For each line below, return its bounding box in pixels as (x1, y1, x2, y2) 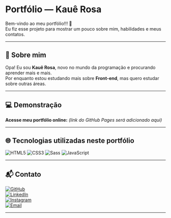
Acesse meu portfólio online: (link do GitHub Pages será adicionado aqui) (5, 117, 162, 123)
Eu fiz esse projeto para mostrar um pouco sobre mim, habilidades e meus (5, 25, 161, 32)
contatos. (5, 31, 25, 37)
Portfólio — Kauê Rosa (5, 4, 102, 15)
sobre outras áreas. (5, 80, 46, 87)
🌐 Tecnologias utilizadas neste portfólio (5, 136, 135, 145)
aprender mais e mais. (5, 70, 52, 76)
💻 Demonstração (5, 101, 62, 110)
